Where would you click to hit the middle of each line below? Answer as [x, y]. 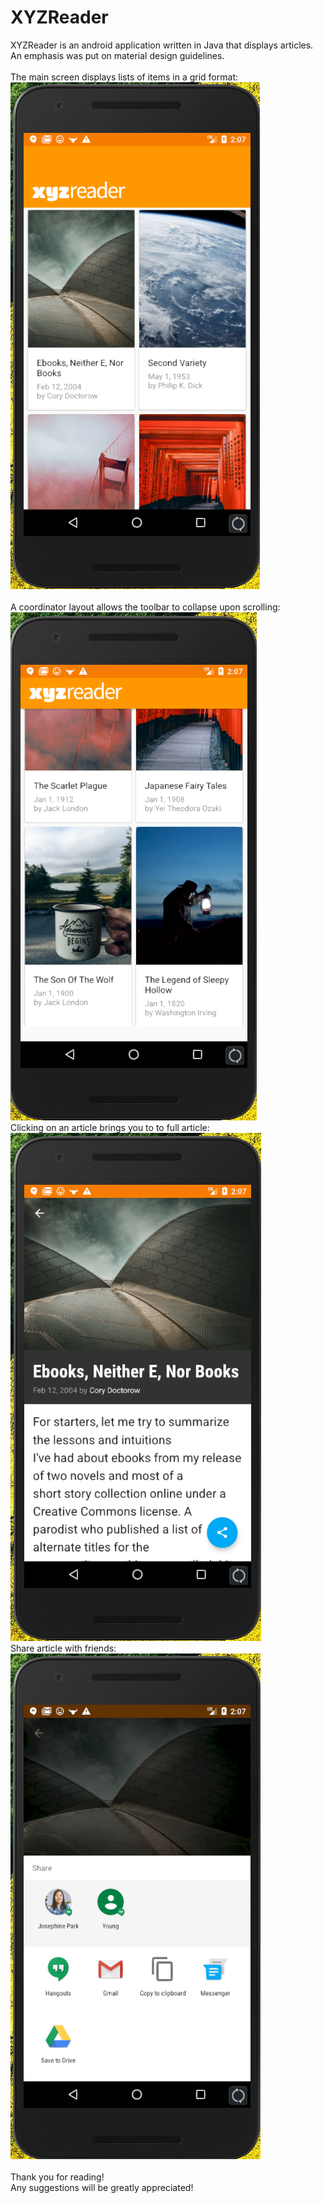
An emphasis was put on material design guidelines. [117, 55]
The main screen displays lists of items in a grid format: [124, 77]
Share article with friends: [63, 1648]
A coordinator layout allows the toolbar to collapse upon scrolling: [145, 607]
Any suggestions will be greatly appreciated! [102, 2187]
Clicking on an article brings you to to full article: [110, 1127]
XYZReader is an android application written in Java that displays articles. [162, 45]
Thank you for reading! [57, 2177]
